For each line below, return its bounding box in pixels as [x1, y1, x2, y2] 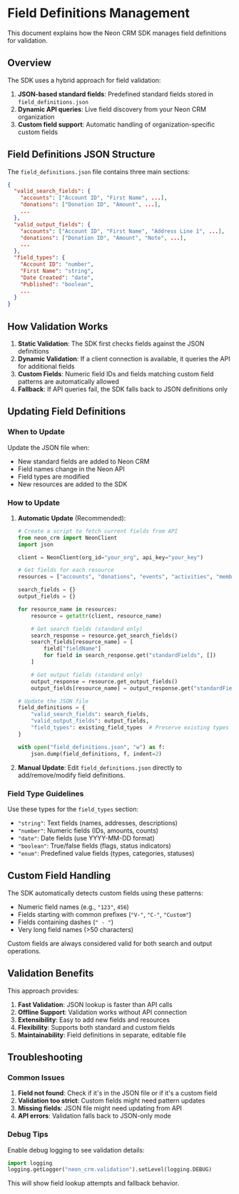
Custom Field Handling [7, 870, 111, 882]
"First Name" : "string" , [20, 267, 94, 274]
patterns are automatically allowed [17, 377, 120, 386]
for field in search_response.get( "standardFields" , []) [44, 652, 216, 659]
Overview [7, 57, 52, 69]
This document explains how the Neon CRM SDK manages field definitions [7, 29, 227, 37]
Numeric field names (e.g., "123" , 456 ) [17, 902, 130, 911]
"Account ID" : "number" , [20, 261, 94, 269]
